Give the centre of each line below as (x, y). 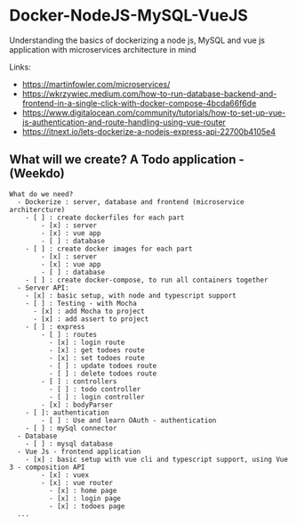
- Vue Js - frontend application (79, 451)
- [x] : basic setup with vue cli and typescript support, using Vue (157, 459)
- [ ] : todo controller (95, 389)
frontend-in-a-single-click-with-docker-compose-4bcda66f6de (139, 103)
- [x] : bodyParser (77, 405)
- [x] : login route (87, 342)
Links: (20, 67)
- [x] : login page (85, 498)
